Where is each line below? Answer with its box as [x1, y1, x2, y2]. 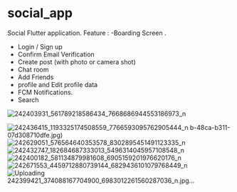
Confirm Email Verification [17, 50, 95, 59]
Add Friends [17, 73, 54, 81]
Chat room [17, 65, 49, 74]
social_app [7, 5, 73, 21]
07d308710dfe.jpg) [7, 131, 63, 139]
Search [17, 95, 39, 104]
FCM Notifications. [17, 88, 73, 96]
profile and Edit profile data [17, 80, 98, 89]
